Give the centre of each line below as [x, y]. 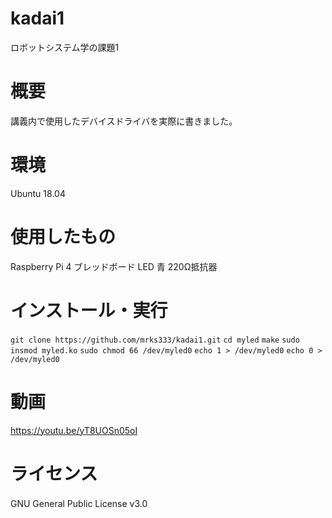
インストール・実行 [89, 310]
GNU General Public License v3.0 [79, 503]
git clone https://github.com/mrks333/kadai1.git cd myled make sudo [155, 340]
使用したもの [63, 237]
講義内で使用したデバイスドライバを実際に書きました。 [124, 121]
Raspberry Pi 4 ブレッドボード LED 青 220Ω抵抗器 [114, 266]
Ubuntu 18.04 [38, 193]
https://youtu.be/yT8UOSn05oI [74, 430]
